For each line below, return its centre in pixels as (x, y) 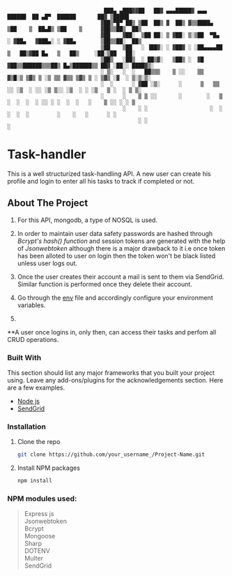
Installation (27, 427)
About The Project (48, 203)
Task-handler (47, 155)
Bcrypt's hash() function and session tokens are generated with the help (121, 241)
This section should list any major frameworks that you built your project (111, 373)
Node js (29, 401)
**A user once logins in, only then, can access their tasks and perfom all (112, 332)
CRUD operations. (33, 339)
